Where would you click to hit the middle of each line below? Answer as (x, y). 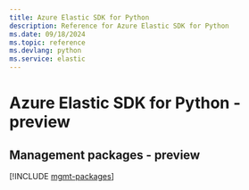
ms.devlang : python (46, 51)
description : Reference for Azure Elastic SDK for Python (119, 26)
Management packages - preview (105, 155)
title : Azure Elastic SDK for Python (79, 17)
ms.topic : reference (48, 42)
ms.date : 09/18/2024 (48, 34)
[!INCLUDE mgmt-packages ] (62, 176)
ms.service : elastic (48, 59)
